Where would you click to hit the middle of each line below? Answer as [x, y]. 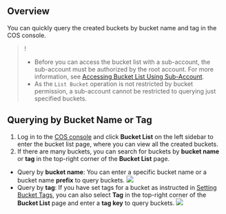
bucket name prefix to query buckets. [71, 180]
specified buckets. [61, 98]
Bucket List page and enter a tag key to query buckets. [96, 203]
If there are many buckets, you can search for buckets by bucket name [118, 151]
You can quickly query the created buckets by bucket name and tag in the [112, 28]
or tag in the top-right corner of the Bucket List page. [93, 158]
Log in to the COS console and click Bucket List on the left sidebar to [115, 136]
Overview [29, 11]
